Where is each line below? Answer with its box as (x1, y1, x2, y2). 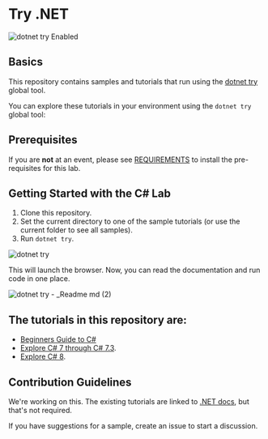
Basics (8, 55, 43, 69)
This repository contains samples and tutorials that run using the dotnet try (8, 76, 258, 86)
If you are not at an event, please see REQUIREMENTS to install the (8, 155, 233, 164)
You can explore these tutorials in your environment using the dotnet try (8, 100, 252, 110)
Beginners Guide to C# (19, 335, 97, 344)
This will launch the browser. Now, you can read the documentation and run (8, 265, 261, 275)
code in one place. (8, 274, 70, 283)
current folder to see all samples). (19, 225, 134, 235)
